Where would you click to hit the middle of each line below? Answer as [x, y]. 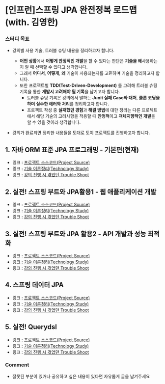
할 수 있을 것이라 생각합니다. [54, 122]
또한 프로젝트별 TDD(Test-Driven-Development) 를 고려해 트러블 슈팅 [88, 85]
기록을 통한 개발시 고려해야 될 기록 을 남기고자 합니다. [70, 92]
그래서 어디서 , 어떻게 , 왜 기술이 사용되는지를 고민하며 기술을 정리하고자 [87, 73]
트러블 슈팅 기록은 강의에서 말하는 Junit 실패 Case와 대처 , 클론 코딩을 [93, 98]
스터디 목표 [17, 39]
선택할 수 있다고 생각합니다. [61, 67]
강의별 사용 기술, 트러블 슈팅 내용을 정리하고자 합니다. [63, 51]
